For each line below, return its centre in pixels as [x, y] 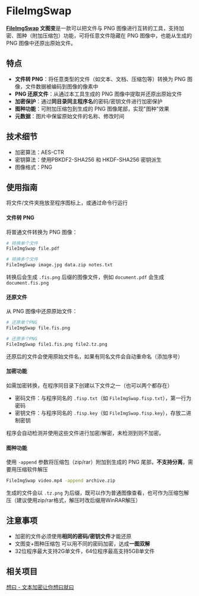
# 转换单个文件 [22, 243]
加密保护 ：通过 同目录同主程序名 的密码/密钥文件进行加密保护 [89, 101]
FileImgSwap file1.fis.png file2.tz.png [57, 344]
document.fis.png [28, 283]
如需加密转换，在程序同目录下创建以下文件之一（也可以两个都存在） [89, 385]
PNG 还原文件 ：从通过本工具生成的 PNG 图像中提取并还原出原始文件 [98, 94]
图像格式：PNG [33, 167]
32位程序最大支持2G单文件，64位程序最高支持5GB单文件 [85, 551]
